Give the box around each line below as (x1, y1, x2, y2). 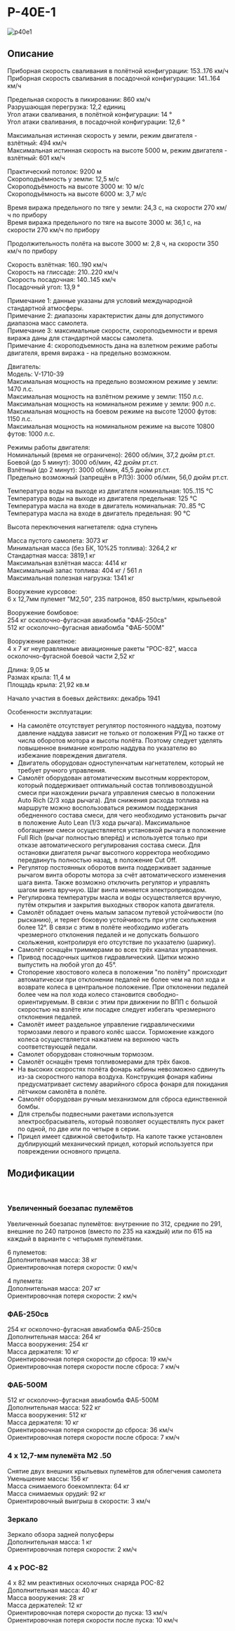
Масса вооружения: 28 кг (7, 1594, 85, 1602)
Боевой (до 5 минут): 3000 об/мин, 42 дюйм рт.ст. (7, 458, 159, 466)
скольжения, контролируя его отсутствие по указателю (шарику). (17, 938, 216, 946)
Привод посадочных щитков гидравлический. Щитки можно (17, 953, 200, 961)
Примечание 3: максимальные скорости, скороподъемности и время (7, 326, 217, 335)
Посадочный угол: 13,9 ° (7, 283, 81, 291)
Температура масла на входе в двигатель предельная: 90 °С (7, 509, 191, 517)
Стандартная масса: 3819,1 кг (7, 551, 96, 560)
